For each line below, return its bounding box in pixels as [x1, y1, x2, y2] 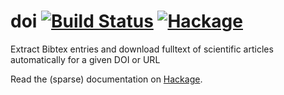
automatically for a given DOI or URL [10, 53, 161, 65]
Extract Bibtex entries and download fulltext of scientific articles [10, 43, 274, 55]
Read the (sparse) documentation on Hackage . [10, 73, 203, 85]
